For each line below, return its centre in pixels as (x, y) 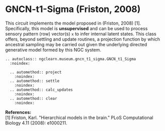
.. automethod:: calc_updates (41, 90)
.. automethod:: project (36, 72)
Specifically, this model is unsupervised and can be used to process (76, 28)
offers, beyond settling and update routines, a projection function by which (82, 39)
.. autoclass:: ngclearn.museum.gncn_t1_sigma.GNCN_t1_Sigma (71, 59)
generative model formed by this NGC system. (53, 50)
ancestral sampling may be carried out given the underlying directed (76, 44)
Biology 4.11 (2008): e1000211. (36, 123)
